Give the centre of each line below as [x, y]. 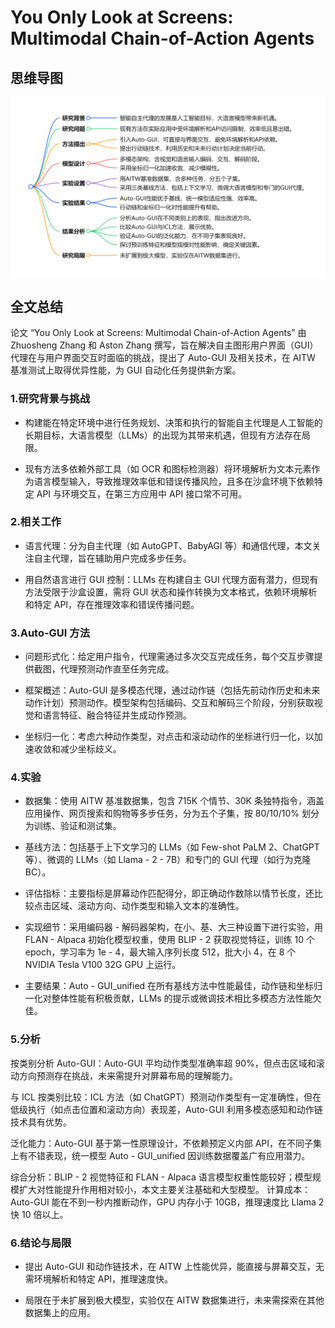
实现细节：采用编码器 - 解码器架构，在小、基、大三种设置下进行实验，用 [174, 927]
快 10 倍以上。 [39, 1214]
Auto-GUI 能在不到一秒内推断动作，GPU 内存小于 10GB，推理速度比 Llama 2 [167, 1202]
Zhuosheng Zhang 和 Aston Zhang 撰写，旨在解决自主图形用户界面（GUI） [164, 345]
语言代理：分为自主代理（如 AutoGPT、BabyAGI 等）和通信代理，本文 [168, 545]
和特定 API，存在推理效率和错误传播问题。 [112, 604]
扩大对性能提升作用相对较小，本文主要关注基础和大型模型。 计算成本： [164, 1189]
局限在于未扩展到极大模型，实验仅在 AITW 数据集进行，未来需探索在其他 [174, 1300]
